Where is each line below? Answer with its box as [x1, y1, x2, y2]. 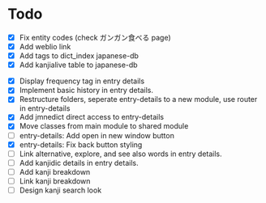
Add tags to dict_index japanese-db [19, 51, 139, 61]
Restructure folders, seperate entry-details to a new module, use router [19, 95, 258, 104]
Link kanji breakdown [19, 176, 91, 186]
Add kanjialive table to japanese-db [19, 60, 139, 70]
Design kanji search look [19, 185, 102, 195]
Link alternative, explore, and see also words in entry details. [19, 149, 222, 159]
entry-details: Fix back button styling [19, 139, 143, 150]
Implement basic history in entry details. [19, 86, 153, 95]
